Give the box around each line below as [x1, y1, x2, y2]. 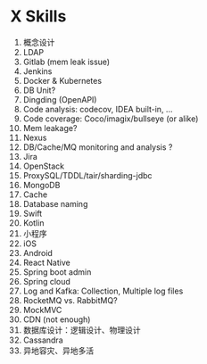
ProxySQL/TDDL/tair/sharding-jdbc [22, 170, 153, 180]
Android [22, 247, 53, 258]
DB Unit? [22, 85, 56, 95]
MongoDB [22, 179, 61, 190]
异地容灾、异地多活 [22, 345, 95, 356]
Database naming [22, 198, 88, 209]
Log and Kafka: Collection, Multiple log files [22, 285, 184, 296]
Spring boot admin [22, 266, 92, 277]
